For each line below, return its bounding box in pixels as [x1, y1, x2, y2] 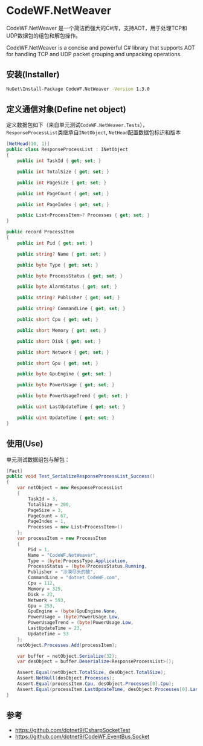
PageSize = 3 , [28, 507, 63, 513]
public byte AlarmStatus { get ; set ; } [17, 284, 118, 290]
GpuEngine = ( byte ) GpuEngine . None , [28, 608, 118, 614]
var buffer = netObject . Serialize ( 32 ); [17, 653, 118, 659]
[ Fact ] [6, 468, 23, 474]
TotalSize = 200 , [28, 501, 71, 508]
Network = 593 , [28, 597, 66, 603]
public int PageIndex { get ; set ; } [17, 201, 110, 207]
